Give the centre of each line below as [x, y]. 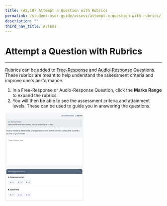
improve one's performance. [34, 81]
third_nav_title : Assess [31, 26]
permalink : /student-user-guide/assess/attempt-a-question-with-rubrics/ [83, 16]
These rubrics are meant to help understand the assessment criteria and [79, 75]
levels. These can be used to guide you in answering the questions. [81, 106]
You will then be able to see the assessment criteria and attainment [81, 101]
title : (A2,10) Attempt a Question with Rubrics [56, 10]
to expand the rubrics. [35, 96]
